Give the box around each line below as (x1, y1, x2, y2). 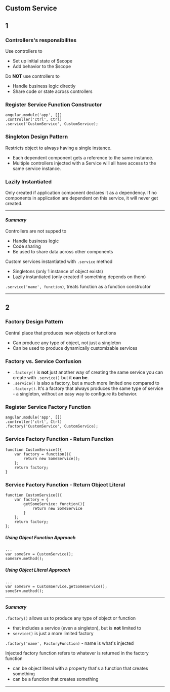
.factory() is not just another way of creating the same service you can (12, 369, 163, 375)
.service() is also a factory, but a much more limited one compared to (12, 380, 160, 386)
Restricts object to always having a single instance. (5, 145, 112, 151)
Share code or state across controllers (12, 88, 93, 94)
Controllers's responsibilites (5, 37, 77, 44)
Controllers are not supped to (5, 228, 67, 234)
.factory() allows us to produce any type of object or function (5, 615, 136, 621)
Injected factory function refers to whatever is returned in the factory (5, 650, 149, 656)
